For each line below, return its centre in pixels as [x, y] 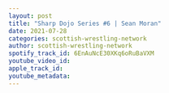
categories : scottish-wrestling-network [78, 38]
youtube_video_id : [39, 61]
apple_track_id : [36, 69]
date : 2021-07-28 [38, 31]
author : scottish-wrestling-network [70, 46]
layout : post [30, 16]
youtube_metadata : [39, 76]
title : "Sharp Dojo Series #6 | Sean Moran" [85, 23]
